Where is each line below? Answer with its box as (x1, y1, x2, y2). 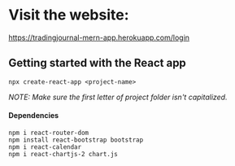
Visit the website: (8, 6, 129, 24)
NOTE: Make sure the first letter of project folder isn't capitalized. (8, 92, 228, 102)
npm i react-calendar (8, 142, 82, 151)
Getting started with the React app (8, 56, 187, 70)
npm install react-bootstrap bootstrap (8, 136, 144, 144)
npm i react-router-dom (8, 129, 89, 137)
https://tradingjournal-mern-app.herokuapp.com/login (8, 33, 189, 42)
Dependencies (8, 111, 59, 120)
